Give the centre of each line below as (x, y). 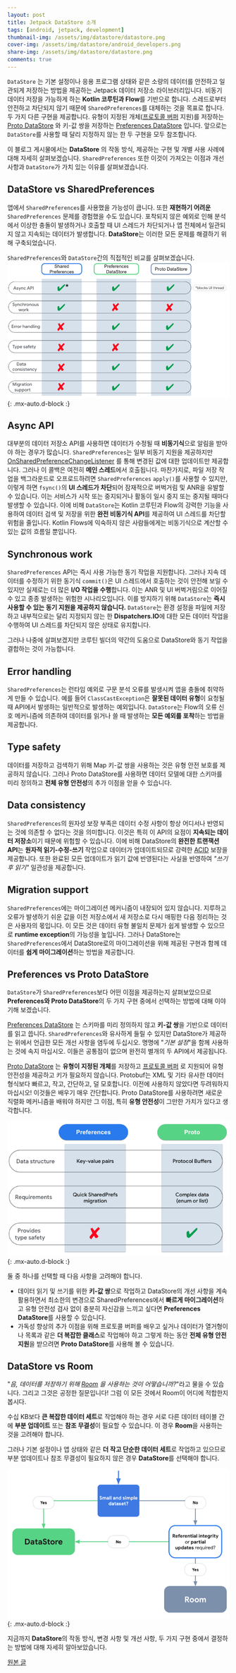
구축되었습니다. (36, 243)
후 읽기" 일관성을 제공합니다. (46, 867)
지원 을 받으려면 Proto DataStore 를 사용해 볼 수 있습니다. (96, 1344)
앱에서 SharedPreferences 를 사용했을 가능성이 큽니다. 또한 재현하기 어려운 (109, 207)
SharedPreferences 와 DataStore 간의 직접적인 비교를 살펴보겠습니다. (101, 257)
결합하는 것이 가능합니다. (41, 649)
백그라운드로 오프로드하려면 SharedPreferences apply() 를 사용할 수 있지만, (124, 479)
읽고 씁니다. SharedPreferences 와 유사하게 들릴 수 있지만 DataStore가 (111, 1034)
